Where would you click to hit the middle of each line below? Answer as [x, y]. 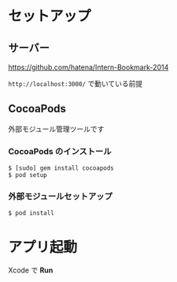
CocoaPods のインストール [60, 151]
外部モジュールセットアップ [60, 197]
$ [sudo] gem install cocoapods [61, 168]
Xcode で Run [31, 270]
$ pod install [31, 213]
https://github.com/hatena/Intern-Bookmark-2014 [88, 67]
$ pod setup [28, 175]
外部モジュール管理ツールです [56, 129]
